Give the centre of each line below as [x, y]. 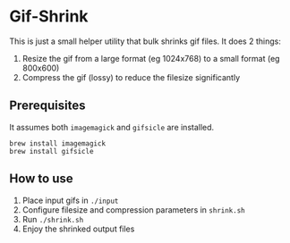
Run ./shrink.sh [53, 219]
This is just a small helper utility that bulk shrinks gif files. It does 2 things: [145, 41]
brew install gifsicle [51, 151]
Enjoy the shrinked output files [78, 229]
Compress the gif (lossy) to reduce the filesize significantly [131, 77]
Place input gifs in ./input [70, 200]
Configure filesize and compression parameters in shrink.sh [134, 209]
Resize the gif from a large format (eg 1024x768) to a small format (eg [151, 58]
